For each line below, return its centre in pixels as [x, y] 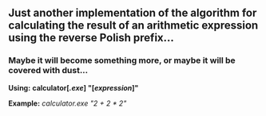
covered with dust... [48, 71]
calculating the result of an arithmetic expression [133, 26]
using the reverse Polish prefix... [91, 38]
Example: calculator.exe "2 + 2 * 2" [67, 103]
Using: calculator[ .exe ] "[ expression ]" [73, 87]
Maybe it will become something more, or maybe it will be [122, 60]
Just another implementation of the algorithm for [133, 13]
